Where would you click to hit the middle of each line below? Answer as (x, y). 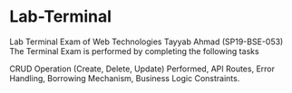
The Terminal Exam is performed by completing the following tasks (135, 51)
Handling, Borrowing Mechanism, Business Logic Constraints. (125, 78)
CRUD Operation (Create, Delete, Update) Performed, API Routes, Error (142, 69)
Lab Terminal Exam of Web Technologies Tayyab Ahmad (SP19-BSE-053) (146, 42)
